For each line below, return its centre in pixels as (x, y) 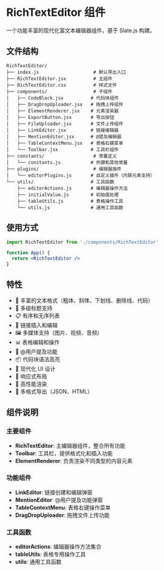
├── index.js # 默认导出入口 (66, 72)
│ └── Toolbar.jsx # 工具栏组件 (63, 149)
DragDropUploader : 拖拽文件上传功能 (62, 515)
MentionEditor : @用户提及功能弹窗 (59, 500)
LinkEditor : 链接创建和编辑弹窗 (54, 492)
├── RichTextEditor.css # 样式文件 (62, 85)
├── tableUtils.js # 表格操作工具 (70, 201)
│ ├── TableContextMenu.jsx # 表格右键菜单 (65, 143)
